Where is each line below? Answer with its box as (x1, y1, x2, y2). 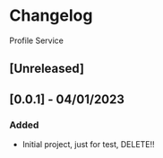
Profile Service (9, 35, 64, 46)
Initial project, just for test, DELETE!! (21, 139, 155, 150)
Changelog (9, 5, 93, 26)
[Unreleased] (9, 61, 85, 76)
